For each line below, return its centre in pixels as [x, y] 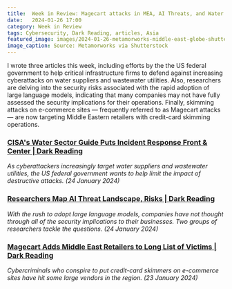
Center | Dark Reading [45, 151]
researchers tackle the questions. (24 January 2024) [83, 229]
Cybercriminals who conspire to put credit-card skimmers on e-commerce [113, 270]
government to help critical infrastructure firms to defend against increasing [115, 73]
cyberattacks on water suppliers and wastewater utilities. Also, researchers [114, 80]
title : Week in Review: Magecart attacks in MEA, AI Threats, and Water [116, 14]
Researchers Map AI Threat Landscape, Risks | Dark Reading [111, 199]
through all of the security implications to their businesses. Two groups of [112, 221]
